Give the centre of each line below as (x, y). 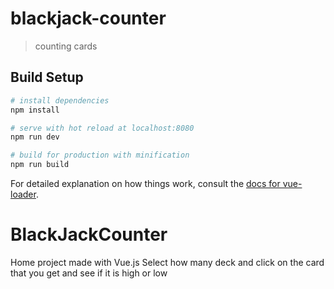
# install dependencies (60, 100)
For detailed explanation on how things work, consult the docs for (145, 183)
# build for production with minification (100, 155)
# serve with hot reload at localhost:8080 (102, 128)
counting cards (66, 46)
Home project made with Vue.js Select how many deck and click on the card (167, 262)
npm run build (40, 165)
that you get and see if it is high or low (89, 273)
